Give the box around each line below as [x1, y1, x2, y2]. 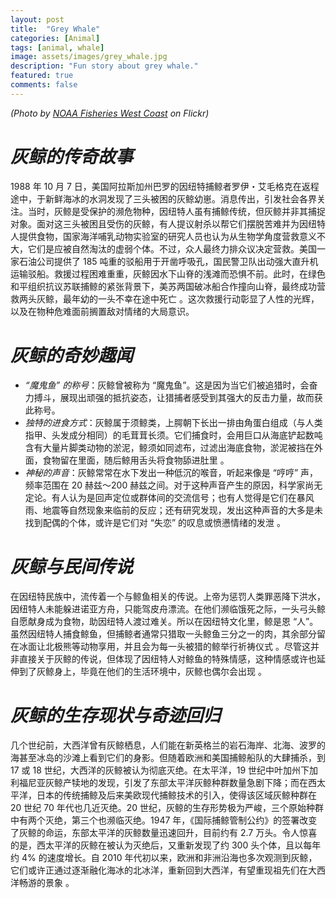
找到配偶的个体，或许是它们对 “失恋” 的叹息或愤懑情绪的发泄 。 [24, 516, 286, 528]
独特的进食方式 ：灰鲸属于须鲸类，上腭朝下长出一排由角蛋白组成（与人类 [24, 416, 323, 428]
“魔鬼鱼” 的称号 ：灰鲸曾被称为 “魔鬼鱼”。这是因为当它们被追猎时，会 [24, 379, 310, 391]
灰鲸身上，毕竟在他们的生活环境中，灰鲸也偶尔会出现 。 [36, 665, 267, 677]
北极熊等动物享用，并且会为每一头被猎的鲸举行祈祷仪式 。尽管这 [44, 640, 311, 652]
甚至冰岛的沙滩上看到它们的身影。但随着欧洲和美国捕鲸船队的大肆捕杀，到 [18, 751, 326, 763]
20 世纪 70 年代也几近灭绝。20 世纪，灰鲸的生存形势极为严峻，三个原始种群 [10, 801, 325, 813]
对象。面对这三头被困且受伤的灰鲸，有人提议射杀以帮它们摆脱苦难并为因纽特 [10, 217, 326, 230]
